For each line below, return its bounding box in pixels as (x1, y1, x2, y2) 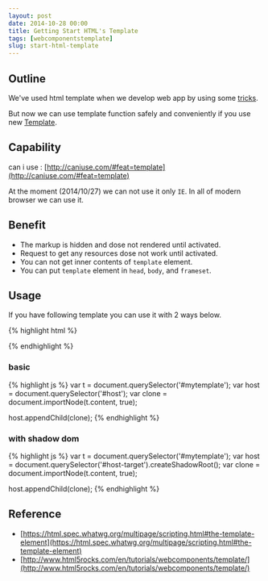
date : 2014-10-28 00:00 (8, 19, 89, 27)
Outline (8, 72, 46, 86)
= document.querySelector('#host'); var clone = (8, 388, 167, 398)
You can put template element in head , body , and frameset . (19, 265, 212, 275)
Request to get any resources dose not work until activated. (19, 248, 219, 258)
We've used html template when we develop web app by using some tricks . (8, 93, 259, 102)
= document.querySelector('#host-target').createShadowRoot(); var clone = (8, 459, 261, 469)
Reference (8, 508, 62, 521)
